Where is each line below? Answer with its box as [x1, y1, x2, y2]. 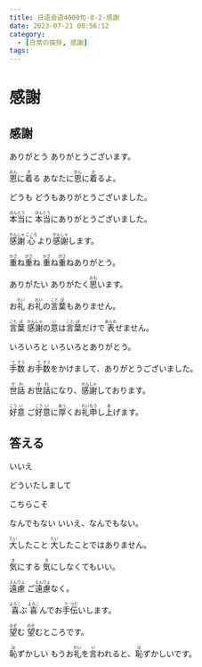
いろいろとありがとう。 [50, 341, 136, 353]
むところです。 [34, 626, 89, 637]
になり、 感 [50, 385, 90, 396]
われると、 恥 [96, 648, 144, 659]
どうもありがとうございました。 [34, 192, 152, 203]
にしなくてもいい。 [50, 561, 120, 571]
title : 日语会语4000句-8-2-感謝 [9, 13, 120, 22]
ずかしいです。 [142, 648, 198, 659]
